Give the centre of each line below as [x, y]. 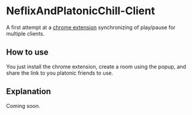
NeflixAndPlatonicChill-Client [81, 11]
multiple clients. [25, 33]
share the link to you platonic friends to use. [60, 73]
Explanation [29, 92]
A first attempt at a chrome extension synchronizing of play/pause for [91, 27]
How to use [27, 52]
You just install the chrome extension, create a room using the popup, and [96, 66]
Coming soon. [23, 106]
